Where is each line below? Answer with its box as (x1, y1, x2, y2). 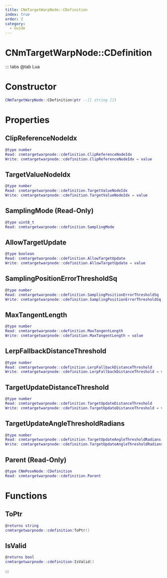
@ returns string (5, 523, 39, 528)
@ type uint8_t (5, 220, 35, 225)
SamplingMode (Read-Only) (5, 207, 94, 215)
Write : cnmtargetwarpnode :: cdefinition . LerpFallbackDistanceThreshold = (5, 369, 159, 374)
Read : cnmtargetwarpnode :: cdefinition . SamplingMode (5, 225, 114, 230)
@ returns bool (5, 555, 35, 560)
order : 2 (5, 16, 23, 21)
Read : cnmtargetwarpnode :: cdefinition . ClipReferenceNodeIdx (5, 152, 133, 157)
